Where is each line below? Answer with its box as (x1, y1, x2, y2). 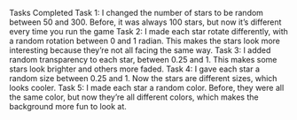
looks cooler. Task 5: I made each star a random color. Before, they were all (9, 83, 285, 93)
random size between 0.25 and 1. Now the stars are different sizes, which (9, 73, 277, 83)
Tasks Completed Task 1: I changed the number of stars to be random (9, 8, 264, 18)
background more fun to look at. (9, 101, 127, 111)
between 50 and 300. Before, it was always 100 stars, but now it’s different (9, 17, 282, 27)
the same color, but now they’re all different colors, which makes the (9, 92, 259, 102)
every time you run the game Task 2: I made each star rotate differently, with (9, 26, 288, 36)
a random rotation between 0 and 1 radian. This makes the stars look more (9, 35, 281, 46)
